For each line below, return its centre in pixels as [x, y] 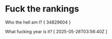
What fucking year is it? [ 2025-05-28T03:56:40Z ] [56, 31]
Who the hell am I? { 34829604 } [38, 22]
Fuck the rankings [42, 9]
